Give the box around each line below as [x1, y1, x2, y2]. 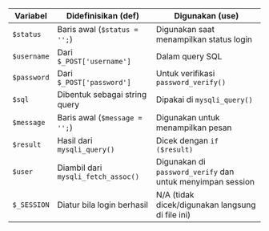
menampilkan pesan [155, 122, 232, 133]
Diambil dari [57, 162, 102, 173]
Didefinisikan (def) [66, 10, 140, 21]
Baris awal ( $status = [57, 24, 139, 34]
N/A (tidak [155, 189, 195, 200]
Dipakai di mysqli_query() [155, 94, 254, 105]
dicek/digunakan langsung [155, 200, 256, 210]
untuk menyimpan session [155, 176, 255, 187]
